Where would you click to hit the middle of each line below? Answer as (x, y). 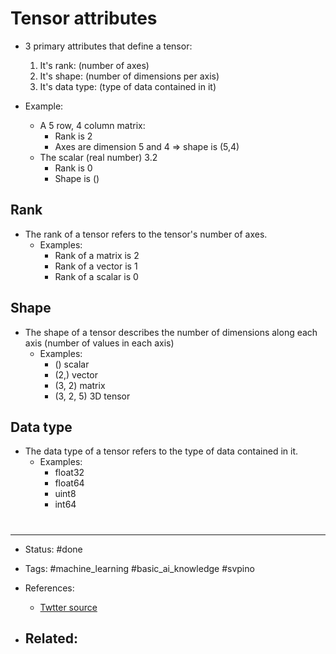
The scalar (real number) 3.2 (98, 157)
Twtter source (68, 607)
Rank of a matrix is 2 (97, 255)
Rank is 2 (73, 136)
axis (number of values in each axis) (99, 343)
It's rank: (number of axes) (94, 65)
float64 (69, 483)
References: (49, 588)
